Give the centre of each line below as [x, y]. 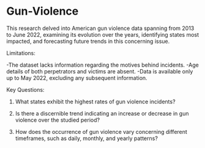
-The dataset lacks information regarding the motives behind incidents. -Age [102, 65]
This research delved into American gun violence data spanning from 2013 [100, 28]
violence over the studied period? [57, 120]
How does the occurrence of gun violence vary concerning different [101, 131]
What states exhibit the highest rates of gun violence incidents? [95, 102]
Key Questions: [25, 89]
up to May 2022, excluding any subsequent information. [77, 78]
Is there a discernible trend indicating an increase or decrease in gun [102, 113]
